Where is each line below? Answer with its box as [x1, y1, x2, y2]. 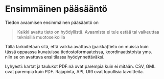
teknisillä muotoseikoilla [17, 34, 65, 40]
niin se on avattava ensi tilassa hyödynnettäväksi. [5, 54, 105, 59]
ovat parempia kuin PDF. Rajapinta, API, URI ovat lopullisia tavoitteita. [5, 68, 144, 74]
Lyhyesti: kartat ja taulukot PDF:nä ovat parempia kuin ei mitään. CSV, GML [5, 63, 156, 69]
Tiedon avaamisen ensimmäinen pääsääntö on [5, 20, 99, 25]
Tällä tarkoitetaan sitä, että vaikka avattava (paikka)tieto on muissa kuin [5, 43, 149, 49]
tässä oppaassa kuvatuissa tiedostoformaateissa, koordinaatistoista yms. [5, 49, 153, 55]
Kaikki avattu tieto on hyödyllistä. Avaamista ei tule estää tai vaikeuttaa [17, 29, 160, 35]
